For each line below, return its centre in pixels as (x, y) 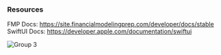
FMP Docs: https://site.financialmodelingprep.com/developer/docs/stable (110, 24)
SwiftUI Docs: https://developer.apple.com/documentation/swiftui (100, 31)
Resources (25, 10)
